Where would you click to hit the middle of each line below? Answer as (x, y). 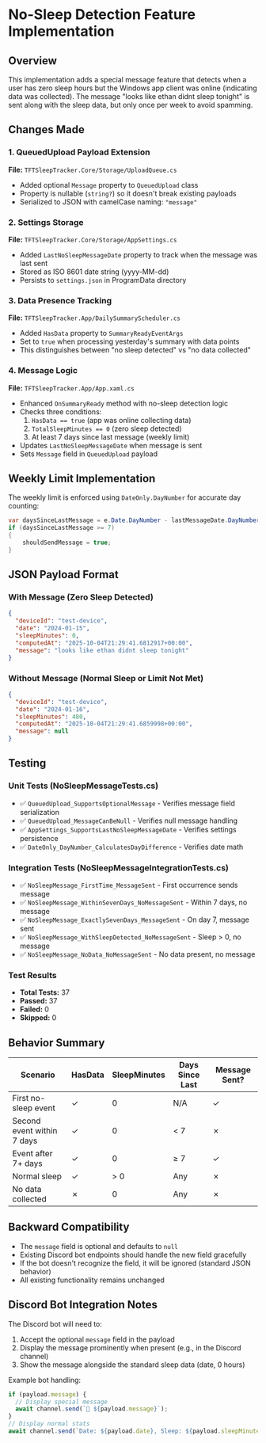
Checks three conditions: (61, 411)
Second (27, 1121)
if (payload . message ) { (47, 1394)
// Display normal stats (49, 1424)
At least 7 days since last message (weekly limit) (110, 436)
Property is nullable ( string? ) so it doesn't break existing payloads (128, 193)
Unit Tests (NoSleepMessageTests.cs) (84, 786)
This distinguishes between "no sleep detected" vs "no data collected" (135, 350)
